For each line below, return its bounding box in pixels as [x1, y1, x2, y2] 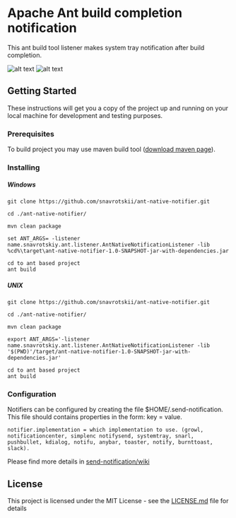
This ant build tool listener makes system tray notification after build [7, 43, 205, 52]
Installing [7, 163, 40, 172]
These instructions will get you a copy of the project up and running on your [7, 104, 228, 112]
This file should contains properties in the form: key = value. [7, 413, 182, 421]
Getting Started [7, 85, 77, 97]
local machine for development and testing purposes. [7, 111, 163, 119]
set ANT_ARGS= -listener [7, 235, 81, 242]
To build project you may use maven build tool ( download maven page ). [7, 145, 216, 153]
